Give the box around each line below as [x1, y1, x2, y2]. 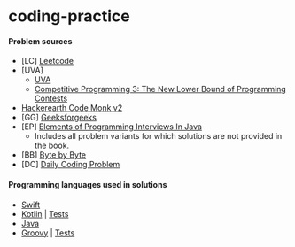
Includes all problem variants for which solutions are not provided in [34, 131, 283, 142]
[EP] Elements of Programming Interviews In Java [20, 121, 203, 132]
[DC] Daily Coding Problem [20, 159, 120, 170]
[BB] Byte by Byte [20, 150, 87, 160]
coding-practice [8, 6, 130, 27]
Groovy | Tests [20, 228, 75, 238]
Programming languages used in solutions [8, 179, 167, 189]
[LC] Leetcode [20, 56, 74, 66]
